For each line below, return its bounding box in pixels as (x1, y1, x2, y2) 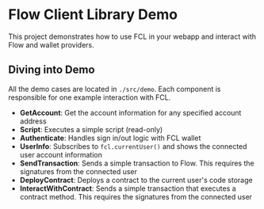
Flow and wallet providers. (8, 40, 95, 49)
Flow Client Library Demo (8, 6, 178, 24)
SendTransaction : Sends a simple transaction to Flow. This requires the (19, 158, 255, 168)
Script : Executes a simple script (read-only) (19, 124, 163, 134)
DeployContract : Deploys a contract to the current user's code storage (19, 175, 253, 184)
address (19, 116, 47, 126)
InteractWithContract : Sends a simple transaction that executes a (19, 184, 236, 193)
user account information (19, 150, 103, 159)
